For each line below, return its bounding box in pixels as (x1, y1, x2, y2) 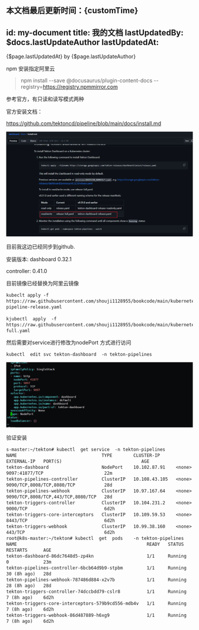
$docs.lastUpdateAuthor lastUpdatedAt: (6, 37, 159, 47)
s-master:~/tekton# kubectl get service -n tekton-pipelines (6, 446, 166, 452)
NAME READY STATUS (6, 541, 184, 547)
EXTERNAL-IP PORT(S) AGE (6, 458, 150, 464)
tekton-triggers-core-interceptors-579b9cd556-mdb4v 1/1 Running (6, 600, 187, 606)
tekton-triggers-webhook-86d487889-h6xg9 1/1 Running (6, 612, 187, 618)
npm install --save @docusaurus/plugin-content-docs (20, 77, 153, 84)
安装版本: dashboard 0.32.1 (6, 256, 72, 263)
